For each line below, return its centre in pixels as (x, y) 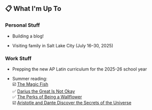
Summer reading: (30, 78)
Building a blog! (28, 36)
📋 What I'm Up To (33, 9)
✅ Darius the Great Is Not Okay (43, 91)
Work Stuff (18, 58)
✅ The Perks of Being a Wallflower (47, 97)
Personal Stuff (23, 25)
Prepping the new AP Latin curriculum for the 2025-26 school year (79, 69)
